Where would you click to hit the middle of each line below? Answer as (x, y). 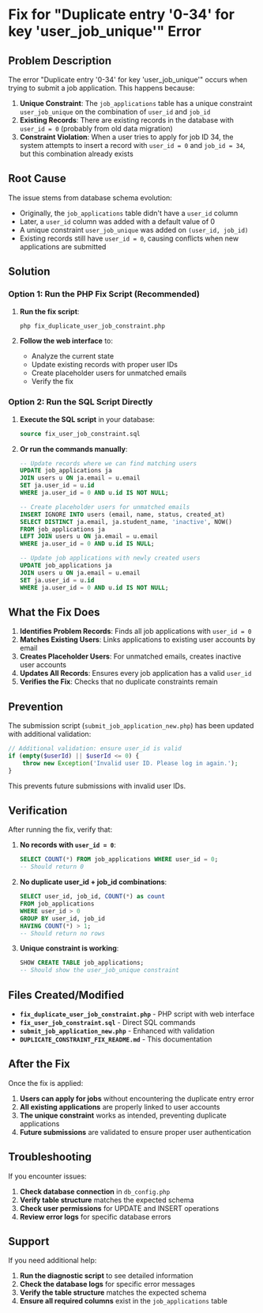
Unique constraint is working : (69, 948)
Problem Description (60, 61)
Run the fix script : (49, 311)
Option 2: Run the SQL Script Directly (81, 402)
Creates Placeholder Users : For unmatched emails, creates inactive (130, 656)
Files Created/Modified (66, 995)
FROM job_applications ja (62, 529)
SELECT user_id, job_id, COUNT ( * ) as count (92, 897)
